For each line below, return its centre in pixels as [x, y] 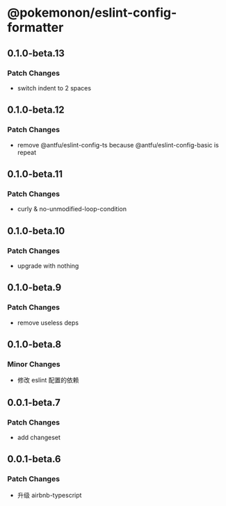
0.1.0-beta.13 [36, 53]
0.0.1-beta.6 [34, 459]
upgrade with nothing [48, 266]
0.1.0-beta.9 [34, 287]
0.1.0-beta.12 [36, 110]
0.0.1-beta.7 [34, 402]
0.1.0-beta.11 [35, 174]
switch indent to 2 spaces [54, 88]
